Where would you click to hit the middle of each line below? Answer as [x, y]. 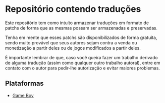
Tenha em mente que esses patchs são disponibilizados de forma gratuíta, [81, 37]
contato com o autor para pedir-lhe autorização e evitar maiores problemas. [82, 68]
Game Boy [23, 95]
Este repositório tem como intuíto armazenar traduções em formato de [77, 23]
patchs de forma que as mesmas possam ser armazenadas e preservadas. [81, 28]
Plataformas [25, 84]
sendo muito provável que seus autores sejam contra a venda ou [71, 42]
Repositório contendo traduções [73, 9]
